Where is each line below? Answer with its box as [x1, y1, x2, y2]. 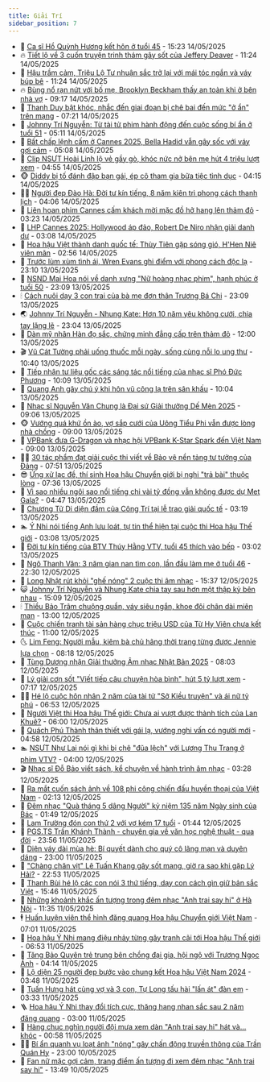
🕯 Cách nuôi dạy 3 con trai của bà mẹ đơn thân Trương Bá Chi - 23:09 [19, 291, 249, 301]
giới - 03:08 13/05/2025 [19, 533, 100, 542]
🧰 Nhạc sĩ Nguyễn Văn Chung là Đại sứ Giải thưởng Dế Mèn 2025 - [19, 400, 241, 411]
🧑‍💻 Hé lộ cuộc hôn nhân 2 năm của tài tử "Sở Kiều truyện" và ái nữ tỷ [19, 690, 249, 701]
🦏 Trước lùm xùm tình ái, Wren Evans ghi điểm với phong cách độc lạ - [19, 256, 253, 266]
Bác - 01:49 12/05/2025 [19, 809, 99, 819]
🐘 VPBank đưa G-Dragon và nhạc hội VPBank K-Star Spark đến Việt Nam [19, 435, 262, 445]
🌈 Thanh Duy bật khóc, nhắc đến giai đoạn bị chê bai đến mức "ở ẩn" [19, 102, 250, 112]
